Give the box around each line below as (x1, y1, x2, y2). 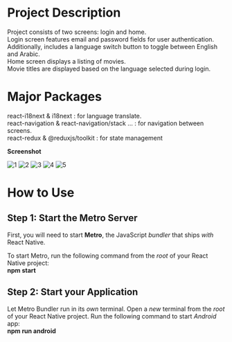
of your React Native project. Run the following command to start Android (7, 312, 217, 320)
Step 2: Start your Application (7, 286, 139, 298)
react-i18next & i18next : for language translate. (7, 111, 142, 120)
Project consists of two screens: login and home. (7, 28, 147, 36)
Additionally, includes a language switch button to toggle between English (7, 42, 218, 51)
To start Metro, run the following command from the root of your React (7, 251, 208, 260)
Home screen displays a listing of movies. (7, 57, 126, 65)
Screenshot (7, 147, 42, 155)
